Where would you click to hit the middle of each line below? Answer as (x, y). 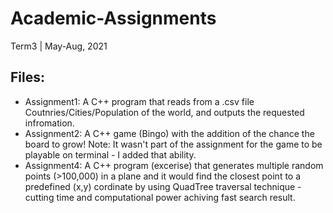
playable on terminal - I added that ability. (110, 154)
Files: (27, 77)
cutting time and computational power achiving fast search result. (160, 197)
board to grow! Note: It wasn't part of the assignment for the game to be (173, 144)
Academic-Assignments (113, 18)
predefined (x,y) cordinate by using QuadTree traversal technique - (163, 186)
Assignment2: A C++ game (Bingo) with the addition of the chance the (169, 133)
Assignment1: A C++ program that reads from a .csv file (139, 101)
